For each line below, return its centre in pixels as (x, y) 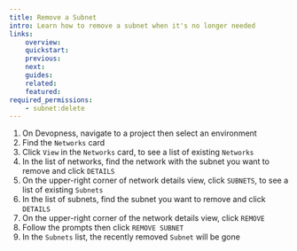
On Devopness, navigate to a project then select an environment (139, 133)
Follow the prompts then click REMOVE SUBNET (103, 228)
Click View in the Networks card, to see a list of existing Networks (138, 153)
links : (21, 34)
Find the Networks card (63, 143)
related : (41, 83)
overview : (43, 42)
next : (35, 67)
